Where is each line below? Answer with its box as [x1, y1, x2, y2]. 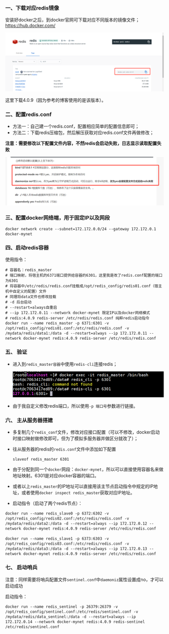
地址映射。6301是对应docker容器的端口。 [12, 473, 99, 479]
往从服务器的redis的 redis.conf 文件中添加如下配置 [12, 446, 116, 452]
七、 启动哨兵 [5, 564, 38, 571]
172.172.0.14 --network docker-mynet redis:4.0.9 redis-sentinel [5, 619, 145, 624]
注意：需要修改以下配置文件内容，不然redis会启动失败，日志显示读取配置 [5, 140, 157, 147]
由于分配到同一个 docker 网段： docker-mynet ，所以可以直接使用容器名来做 [12, 466, 163, 472]
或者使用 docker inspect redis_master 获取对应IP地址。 [21, 490, 135, 496]
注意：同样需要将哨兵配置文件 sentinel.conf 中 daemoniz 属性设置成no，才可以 [5, 576, 164, 583]
